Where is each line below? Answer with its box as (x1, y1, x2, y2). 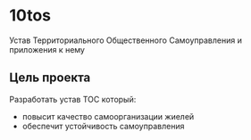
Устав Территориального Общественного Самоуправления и (9, 35, 243, 45)
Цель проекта (9, 70, 91, 86)
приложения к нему (9, 44, 85, 54)
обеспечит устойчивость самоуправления (21, 120, 185, 131)
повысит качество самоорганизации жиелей (21, 111, 195, 121)
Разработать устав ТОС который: (9, 94, 137, 104)
